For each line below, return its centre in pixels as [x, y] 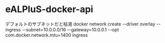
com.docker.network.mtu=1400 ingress [47, 35]
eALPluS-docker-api [49, 9]
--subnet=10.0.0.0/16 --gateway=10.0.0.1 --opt [71, 29]
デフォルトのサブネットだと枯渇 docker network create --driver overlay [80, 24]
